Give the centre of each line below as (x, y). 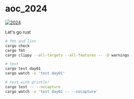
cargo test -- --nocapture (33, 87)
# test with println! (27, 83)
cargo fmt (15, 50)
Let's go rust (18, 32)
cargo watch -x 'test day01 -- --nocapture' (52, 92)
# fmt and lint (21, 41)
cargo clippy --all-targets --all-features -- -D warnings (67, 55)
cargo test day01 (23, 69)
